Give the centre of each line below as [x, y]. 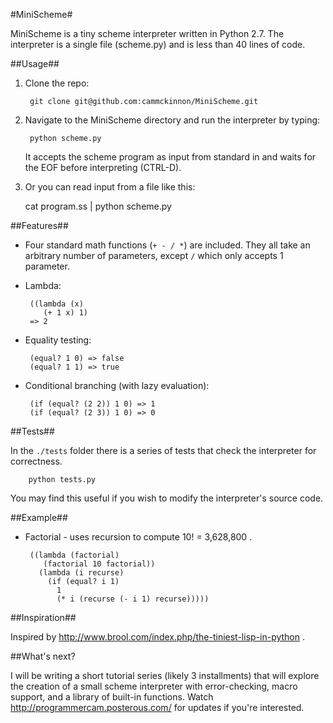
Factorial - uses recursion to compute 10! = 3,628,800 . [138, 537]
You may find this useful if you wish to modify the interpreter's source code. [167, 498]
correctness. [36, 461]
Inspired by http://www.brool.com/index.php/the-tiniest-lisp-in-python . [158, 637]
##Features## [39, 225]
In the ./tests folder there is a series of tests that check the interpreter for [163, 450]
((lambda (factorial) [74, 555]
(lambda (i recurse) [81, 573]
